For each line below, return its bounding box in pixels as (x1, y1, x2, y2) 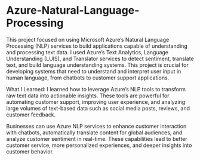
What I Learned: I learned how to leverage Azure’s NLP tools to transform (6, 85, 186, 93)
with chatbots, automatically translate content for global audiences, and (6, 129, 183, 136)
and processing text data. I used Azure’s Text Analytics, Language (6, 48, 169, 56)
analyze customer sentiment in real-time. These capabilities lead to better (6, 135, 187, 142)
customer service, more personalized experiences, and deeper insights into (6, 141, 192, 149)
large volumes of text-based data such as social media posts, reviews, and (6, 104, 190, 112)
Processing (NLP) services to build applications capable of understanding (6, 42, 188, 50)
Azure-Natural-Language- (6, 4, 140, 17)
